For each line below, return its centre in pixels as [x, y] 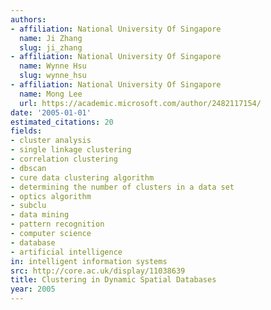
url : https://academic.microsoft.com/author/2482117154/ [140, 103]
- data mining [40, 215]
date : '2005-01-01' [51, 112]
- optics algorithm [51, 196]
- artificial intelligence [66, 252]
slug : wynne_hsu [53, 76]
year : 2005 [33, 289]
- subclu [28, 206]
